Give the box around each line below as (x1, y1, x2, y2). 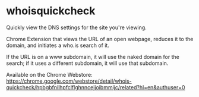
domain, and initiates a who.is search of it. (6, 42, 110, 49)
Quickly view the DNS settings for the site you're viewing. (6, 24, 147, 31)
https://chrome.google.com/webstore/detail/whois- (6, 77, 132, 85)
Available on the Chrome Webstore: (6, 71, 93, 78)
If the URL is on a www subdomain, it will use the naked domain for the (6, 53, 179, 60)
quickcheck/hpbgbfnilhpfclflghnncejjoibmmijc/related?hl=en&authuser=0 (6, 83, 185, 90)
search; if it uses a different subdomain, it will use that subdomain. (6, 60, 169, 67)
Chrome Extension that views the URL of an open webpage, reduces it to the (6, 35, 194, 42)
